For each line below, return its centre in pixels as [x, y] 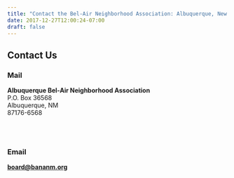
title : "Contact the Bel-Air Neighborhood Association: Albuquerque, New [117, 14]
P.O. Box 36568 [30, 98]
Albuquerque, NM [33, 105]
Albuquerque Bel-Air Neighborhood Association [79, 90]
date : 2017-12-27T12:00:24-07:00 [56, 20]
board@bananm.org [37, 167]
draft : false [26, 27]
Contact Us [32, 55]
